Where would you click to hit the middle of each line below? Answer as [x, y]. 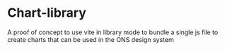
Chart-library [47, 13]
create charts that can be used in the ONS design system [91, 39]
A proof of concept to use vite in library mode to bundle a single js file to [113, 32]
